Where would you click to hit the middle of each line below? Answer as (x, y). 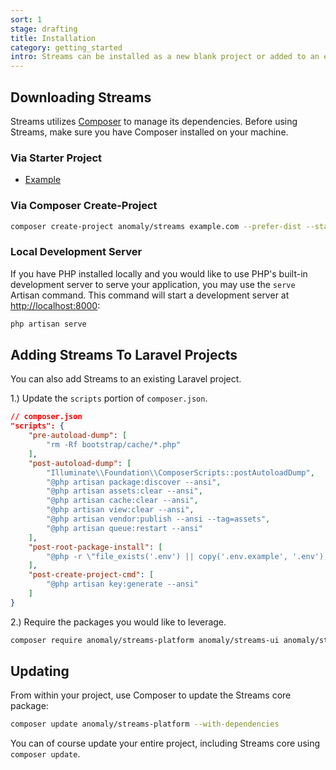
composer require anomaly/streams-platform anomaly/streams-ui (145, 640)
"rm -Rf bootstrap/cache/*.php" (114, 445)
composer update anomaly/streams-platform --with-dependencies (145, 724)
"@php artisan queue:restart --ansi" (124, 528)
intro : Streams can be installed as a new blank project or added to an (165, 57)
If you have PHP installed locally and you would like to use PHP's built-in (159, 273)
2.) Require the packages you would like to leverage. (118, 622)
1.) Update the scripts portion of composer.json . (109, 398)
